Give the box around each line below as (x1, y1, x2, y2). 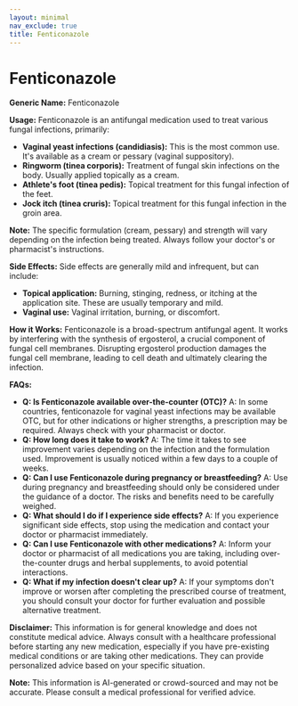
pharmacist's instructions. (9, 244, 105, 255)
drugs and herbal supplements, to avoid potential (68, 558, 248, 569)
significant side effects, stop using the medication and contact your (21, 520, 270, 530)
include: (9, 271, 39, 282)
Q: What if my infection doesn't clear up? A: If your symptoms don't (21, 577, 275, 587)
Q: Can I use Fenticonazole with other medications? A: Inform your (21, 538, 271, 549)
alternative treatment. (21, 605, 101, 616)
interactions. (21, 567, 68, 578)
